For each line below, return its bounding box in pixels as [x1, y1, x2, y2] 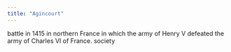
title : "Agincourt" [7, 10, 64, 17]
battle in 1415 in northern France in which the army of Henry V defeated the [7, 29, 225, 37]
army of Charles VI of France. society [7, 36, 115, 45]
